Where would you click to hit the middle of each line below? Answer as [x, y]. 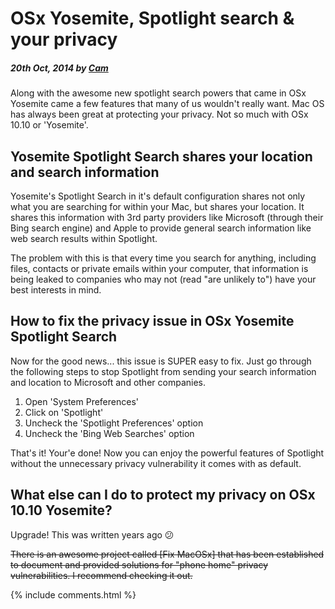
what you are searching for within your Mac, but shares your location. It [157, 206]
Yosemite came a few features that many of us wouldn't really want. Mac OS [167, 104]
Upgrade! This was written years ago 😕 [92, 534]
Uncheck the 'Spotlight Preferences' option [114, 423]
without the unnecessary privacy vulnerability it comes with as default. [156, 463]
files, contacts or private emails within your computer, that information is [159, 268]
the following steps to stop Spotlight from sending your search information [163, 371]
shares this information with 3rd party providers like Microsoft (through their [167, 217]
